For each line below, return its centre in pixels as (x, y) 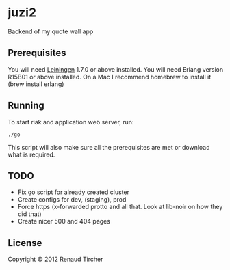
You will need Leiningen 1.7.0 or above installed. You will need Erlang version (116, 69)
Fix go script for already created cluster (73, 192)
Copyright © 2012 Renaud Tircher (55, 259)
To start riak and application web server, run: (71, 122)
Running (26, 106)
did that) (29, 214)
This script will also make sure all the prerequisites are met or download (109, 147)
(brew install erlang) (36, 84)
